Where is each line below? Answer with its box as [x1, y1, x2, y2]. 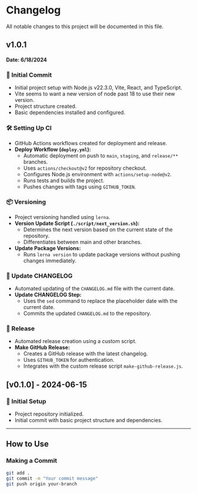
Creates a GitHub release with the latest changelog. [23, 350, 148, 357]
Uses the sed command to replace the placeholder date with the [23, 297, 178, 304]
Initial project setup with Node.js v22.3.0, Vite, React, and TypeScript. [14, 84, 183, 91]
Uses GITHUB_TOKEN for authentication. [23, 357, 115, 364]
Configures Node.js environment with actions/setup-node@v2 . [23, 170, 172, 177]
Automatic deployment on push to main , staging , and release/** [23, 152, 179, 159]
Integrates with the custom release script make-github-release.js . [23, 362, 184, 369]
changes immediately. [23, 257, 77, 264]
